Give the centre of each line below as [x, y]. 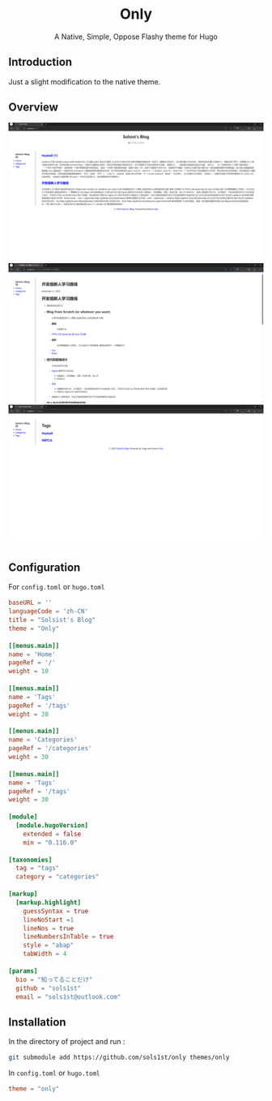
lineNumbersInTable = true [68, 937]
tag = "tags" [38, 868]
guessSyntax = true [56, 911]
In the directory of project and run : [67, 1042]
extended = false [52, 834]
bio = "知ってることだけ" [54, 979]
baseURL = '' [30, 603]
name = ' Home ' [32, 654]
